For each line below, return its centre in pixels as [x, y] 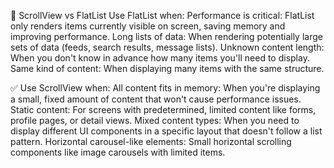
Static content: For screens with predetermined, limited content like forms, [163, 109]
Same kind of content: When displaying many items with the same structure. [167, 68]
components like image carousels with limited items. [118, 152]
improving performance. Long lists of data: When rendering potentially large [166, 36]
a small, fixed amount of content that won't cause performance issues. [156, 99]
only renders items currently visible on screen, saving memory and [148, 26]
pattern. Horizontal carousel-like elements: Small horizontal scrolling [151, 141]
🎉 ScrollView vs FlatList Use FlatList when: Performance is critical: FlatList [162, 15]
